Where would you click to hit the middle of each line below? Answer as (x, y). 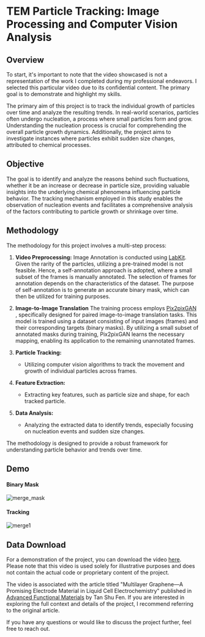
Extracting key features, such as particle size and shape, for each (107, 394)
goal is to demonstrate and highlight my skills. (64, 94)
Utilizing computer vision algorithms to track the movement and (104, 364)
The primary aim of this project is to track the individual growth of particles (101, 106)
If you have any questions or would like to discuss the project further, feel (99, 622)
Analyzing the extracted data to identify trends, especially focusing (109, 425)
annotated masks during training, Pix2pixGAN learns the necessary (100, 334)
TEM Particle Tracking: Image (83, 11)
